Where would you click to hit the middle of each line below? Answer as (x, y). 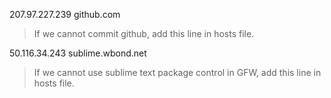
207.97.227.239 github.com (65, 14)
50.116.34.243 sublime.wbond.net (78, 53)
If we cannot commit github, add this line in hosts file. (144, 33)
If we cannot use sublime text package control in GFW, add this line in (177, 72)
